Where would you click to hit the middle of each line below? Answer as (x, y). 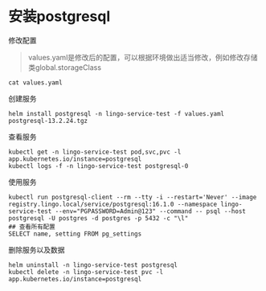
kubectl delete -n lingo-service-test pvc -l (86, 272)
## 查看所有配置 (32, 227)
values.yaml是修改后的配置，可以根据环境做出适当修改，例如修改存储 (143, 57)
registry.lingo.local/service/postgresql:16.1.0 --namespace (113, 204)
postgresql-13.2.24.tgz (48, 121)
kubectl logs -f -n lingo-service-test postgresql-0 (98, 166)
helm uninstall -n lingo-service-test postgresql (93, 265)
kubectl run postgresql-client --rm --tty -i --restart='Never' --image (133, 197)
